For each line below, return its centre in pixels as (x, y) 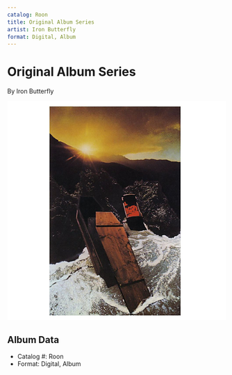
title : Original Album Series (51, 22)
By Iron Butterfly (31, 91)
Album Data (33, 340)
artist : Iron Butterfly (42, 29)
